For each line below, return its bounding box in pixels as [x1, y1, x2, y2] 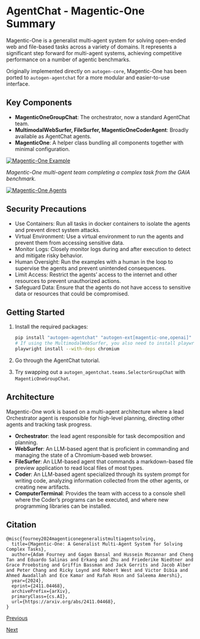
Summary [6, 17, 56, 31]
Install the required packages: [14, 323, 88, 330]
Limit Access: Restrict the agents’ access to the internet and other [14, 271, 177, 278]
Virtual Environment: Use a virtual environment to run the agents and [14, 233, 184, 240]
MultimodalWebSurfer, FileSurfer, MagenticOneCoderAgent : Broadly [14, 126, 189, 133]
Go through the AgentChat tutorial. [14, 357, 100, 364]
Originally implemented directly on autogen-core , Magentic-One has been [6, 67, 187, 74]
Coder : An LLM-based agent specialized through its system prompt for [14, 471, 190, 478]
